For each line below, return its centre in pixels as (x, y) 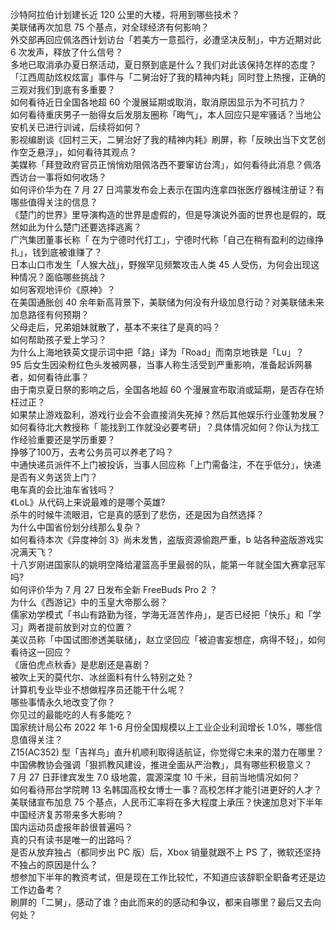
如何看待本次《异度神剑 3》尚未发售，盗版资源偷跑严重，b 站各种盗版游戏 (163, 539)
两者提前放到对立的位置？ (80, 627)
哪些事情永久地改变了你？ (63, 702)
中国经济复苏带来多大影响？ (67, 814)
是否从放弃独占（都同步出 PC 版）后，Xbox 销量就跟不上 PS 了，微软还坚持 (166, 852)
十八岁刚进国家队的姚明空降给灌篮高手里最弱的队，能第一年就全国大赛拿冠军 (168, 564)
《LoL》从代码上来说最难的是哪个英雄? (88, 502)
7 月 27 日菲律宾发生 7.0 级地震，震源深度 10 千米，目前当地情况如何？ (155, 777)
